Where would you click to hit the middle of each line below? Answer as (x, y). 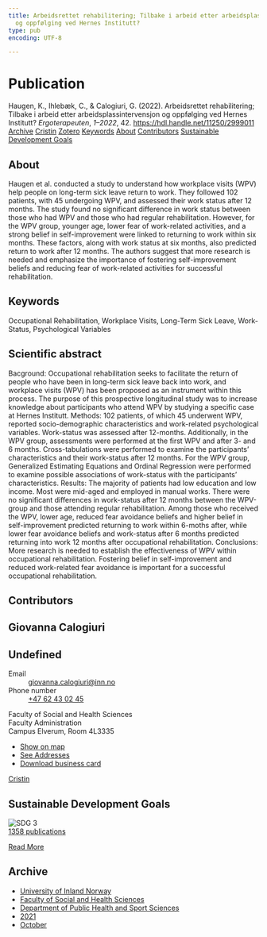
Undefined (35, 655)
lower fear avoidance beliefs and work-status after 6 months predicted (124, 534)
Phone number (33, 691)
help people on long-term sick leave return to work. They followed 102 (123, 192)
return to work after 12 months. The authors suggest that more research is (130, 251)
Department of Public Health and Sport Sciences (99, 908)
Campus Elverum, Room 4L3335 (61, 731)
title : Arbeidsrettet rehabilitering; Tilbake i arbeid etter (113, 15)
